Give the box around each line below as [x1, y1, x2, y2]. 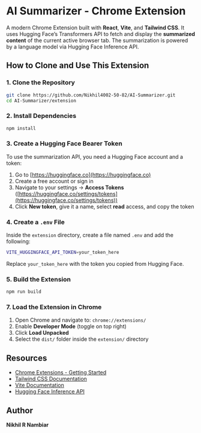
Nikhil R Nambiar [6, 421, 49, 429]
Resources [6, 353, 47, 363]
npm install [6, 125, 36, 131]
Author [6, 405, 33, 416]
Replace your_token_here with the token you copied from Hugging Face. [6, 261, 184, 268]
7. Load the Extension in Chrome [6, 303, 102, 311]
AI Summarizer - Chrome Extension [6, 4, 186, 18]
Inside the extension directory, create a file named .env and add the [6, 232, 174, 239]
